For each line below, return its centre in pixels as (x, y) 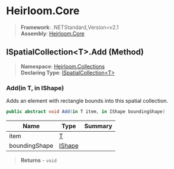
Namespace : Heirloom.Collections (63, 66)
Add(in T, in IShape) (35, 88)
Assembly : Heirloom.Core (52, 33)
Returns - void (39, 160)
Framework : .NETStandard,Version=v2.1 (70, 27)
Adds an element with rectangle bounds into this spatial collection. (87, 101)
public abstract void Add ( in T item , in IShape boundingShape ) (86, 112)
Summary (98, 126)
